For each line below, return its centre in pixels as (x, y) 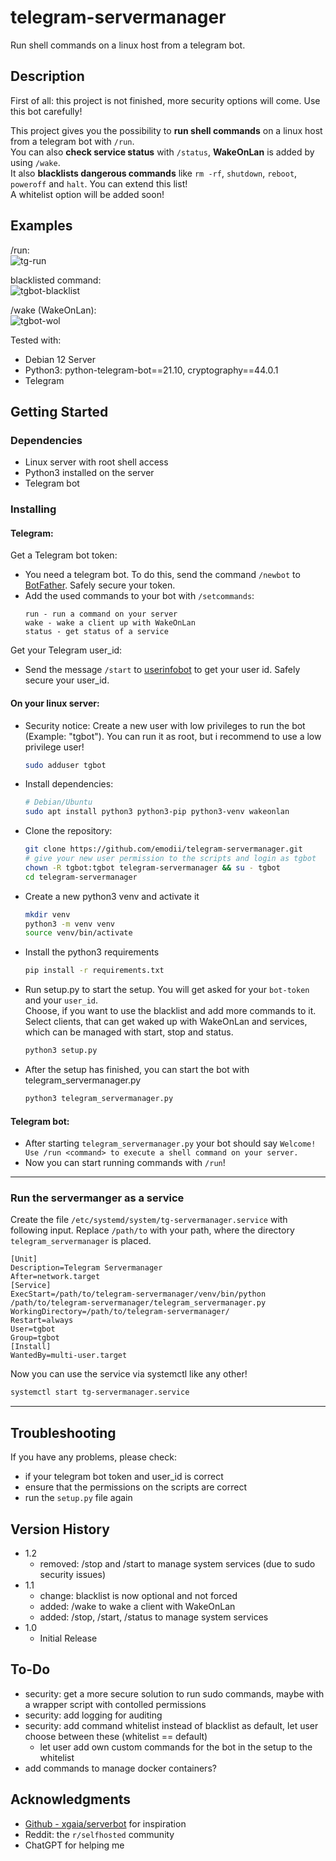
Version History (60, 1529)
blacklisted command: (56, 280)
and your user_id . (61, 1000)
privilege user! (54, 747)
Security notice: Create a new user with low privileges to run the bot (165, 725)
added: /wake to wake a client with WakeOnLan (137, 1606)
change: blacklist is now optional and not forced (138, 1595)
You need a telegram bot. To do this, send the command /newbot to (162, 575)
